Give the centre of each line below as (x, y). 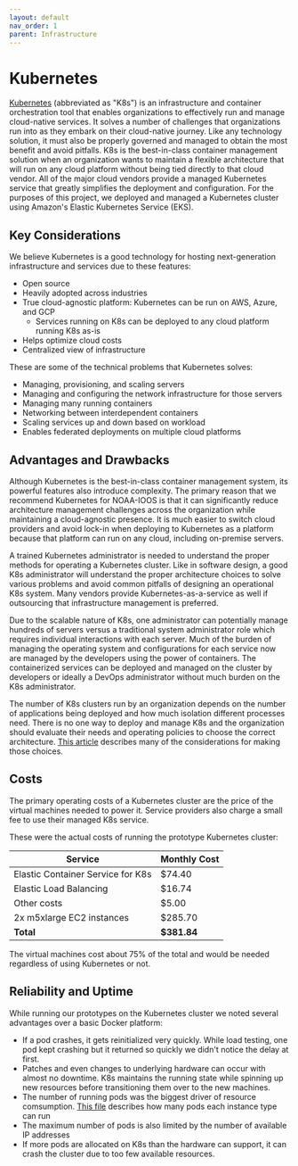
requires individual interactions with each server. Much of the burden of (141, 639)
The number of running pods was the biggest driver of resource (139, 1096)
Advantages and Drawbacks (89, 460)
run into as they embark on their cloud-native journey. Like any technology (146, 131)
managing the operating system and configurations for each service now (143, 649)
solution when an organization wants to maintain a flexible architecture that (147, 160)
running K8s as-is (68, 331)
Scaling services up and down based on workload (114, 422)
